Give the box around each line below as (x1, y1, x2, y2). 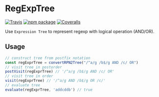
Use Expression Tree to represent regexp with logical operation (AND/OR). (5, 28, 155, 34)
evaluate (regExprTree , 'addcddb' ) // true (5, 87, 93, 92)
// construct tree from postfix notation (5, 56, 91, 60)
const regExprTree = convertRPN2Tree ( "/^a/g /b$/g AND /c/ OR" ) (5, 60, 139, 65)
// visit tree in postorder (5, 64, 62, 70)
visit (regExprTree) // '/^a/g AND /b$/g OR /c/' (5, 78, 106, 83)
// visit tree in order (5, 74, 54, 78)
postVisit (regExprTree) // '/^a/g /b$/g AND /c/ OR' (5, 69, 115, 74)
